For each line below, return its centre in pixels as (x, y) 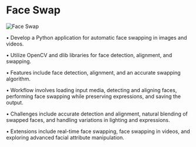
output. (15, 102)
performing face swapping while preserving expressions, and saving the (93, 96)
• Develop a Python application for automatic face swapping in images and (97, 37)
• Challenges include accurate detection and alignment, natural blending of (97, 114)
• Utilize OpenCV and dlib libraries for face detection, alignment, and (89, 55)
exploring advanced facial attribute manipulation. (65, 137)
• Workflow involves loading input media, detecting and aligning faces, (92, 90)
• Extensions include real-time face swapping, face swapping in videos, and (98, 131)
